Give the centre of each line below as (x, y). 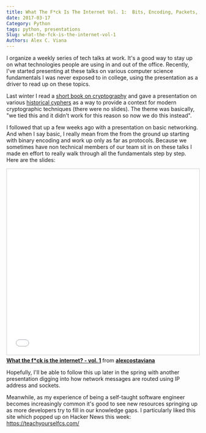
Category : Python (28, 23)
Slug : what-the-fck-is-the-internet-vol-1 (61, 35)
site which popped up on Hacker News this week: (69, 417)
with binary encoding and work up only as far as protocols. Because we (97, 140)
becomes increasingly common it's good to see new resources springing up (102, 404)
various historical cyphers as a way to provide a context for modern (91, 102)
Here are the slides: (31, 160)
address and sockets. (33, 385)
